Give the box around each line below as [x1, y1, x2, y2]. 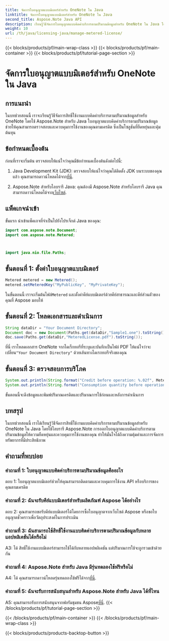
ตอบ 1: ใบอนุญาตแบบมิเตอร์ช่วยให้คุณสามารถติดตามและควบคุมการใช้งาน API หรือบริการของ [5, 479, 158, 485]
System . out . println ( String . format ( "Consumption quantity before [5, 382, 143, 387]
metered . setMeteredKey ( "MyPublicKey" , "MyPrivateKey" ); [5, 282, 125, 287]
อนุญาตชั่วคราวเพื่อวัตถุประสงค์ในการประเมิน [5, 514, 78, 520]
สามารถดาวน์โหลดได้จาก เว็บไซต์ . [12, 189, 67, 195]
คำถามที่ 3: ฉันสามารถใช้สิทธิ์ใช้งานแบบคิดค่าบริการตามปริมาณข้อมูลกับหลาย [5, 527, 151, 534]
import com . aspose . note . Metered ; [5, 232, 75, 238]
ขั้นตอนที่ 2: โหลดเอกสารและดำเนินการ [5, 312, 103, 321]
